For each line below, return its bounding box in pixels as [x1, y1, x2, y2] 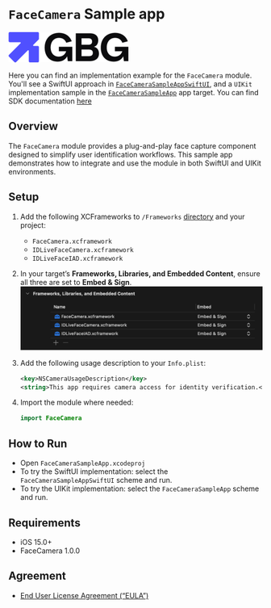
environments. [8, 166, 56, 176]
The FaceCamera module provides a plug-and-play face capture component [8, 140, 256, 150]
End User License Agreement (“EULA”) [19, 590, 149, 600]
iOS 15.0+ [19, 537, 52, 547]
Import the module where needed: [19, 397, 134, 408]
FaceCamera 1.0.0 [19, 546, 81, 556]
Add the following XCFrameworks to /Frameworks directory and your [19, 212, 245, 221]
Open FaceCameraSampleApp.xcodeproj [19, 458, 146, 468]
